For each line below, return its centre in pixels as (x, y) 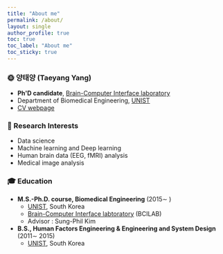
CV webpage (36, 108)
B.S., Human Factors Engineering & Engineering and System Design (116, 228)
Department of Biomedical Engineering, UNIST (83, 100)
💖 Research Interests (43, 126)
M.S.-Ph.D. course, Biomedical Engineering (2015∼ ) (94, 199)
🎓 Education (30, 181)
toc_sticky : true (32, 53)
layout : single (29, 26)
